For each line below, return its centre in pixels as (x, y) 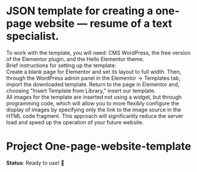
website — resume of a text (103, 24)
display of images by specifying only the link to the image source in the (94, 110)
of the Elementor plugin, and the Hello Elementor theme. (75, 59)
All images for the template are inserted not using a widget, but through (94, 97)
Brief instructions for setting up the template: (61, 65)
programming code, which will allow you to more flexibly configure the (93, 103)
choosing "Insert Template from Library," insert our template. (81, 90)
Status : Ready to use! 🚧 (35, 162)
